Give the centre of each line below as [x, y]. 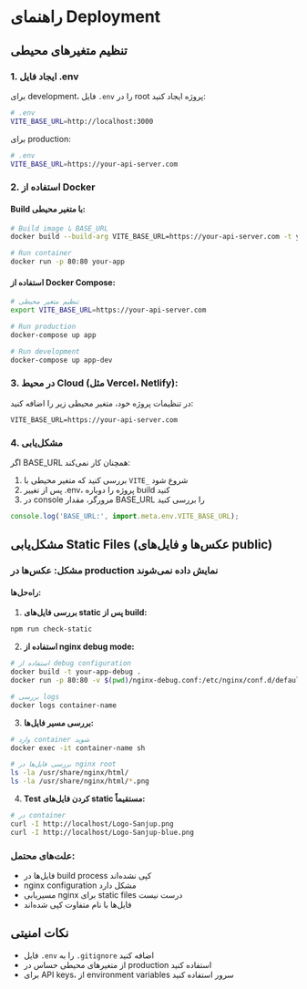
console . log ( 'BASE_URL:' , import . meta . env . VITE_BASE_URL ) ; [125, 517]
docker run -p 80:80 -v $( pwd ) [70, 681]
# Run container [41, 253]
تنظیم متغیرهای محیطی [69, 51]
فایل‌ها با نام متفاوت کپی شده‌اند [77, 904]
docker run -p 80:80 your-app [68, 262]
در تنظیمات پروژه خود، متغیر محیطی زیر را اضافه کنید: [102, 403]
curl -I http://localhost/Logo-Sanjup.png [92, 824]
